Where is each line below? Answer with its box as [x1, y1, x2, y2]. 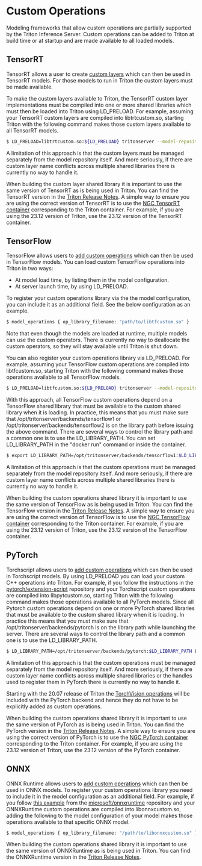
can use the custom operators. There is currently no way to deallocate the [6, 336, 190, 344]
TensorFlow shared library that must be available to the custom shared [6, 402, 181, 410]
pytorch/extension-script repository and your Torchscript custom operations [6, 585, 195, 593]
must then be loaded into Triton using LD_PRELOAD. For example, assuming [6, 107, 194, 115]
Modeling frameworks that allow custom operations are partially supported [6, 24, 191, 31]
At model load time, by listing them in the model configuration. [14, 276, 170, 284]
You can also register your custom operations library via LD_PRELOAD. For [6, 354, 191, 362]
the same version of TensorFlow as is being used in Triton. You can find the [6, 501, 193, 508]
